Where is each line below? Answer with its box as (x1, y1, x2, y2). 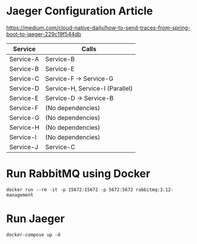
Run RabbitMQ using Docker (6, 167, 151, 181)
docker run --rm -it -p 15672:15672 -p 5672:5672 (6, 186, 134, 193)
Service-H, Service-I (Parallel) (45, 84, 133, 93)
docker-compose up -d (6, 231, 61, 238)
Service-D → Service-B (45, 94, 114, 102)
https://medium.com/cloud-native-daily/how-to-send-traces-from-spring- (6, 24, 191, 31)
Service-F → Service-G (45, 74, 113, 82)
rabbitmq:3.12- (135, 186, 174, 193)
